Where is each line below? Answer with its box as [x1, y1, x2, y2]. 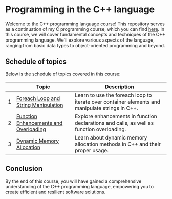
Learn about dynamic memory [75, 134, 147, 141]
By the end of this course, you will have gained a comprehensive [5, 178, 142, 184]
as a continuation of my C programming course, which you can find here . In [5, 26, 165, 32]
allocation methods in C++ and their [75, 140, 161, 147]
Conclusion [5, 164, 43, 173]
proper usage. [75, 147, 109, 154]
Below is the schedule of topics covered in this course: [5, 71, 121, 77]
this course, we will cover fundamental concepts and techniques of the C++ [5, 31, 165, 37]
